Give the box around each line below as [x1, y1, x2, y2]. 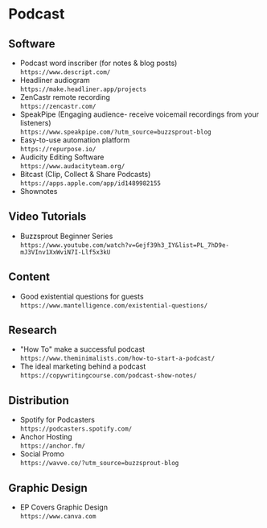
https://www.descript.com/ [19, 68, 111, 76]
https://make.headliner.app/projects [19, 85, 147, 93]
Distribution [8, 394, 70, 407]
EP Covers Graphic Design [19, 502, 109, 512]
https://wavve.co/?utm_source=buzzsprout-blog [19, 460, 179, 468]
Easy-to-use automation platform [19, 135, 130, 145]
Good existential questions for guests [19, 291, 144, 301]
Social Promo [19, 449, 64, 459]
